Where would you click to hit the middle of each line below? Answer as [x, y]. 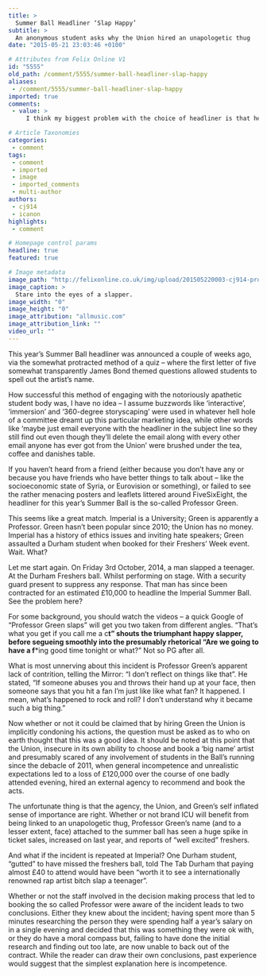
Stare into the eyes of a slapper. [74, 295]
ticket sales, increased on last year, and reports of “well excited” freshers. [129, 839]
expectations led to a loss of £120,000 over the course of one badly [119, 773]
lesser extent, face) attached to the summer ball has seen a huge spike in [128, 831]
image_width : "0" [37, 302]
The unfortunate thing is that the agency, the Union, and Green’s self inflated [133, 806]
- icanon [26, 214]
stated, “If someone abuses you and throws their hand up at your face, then [132, 682]
